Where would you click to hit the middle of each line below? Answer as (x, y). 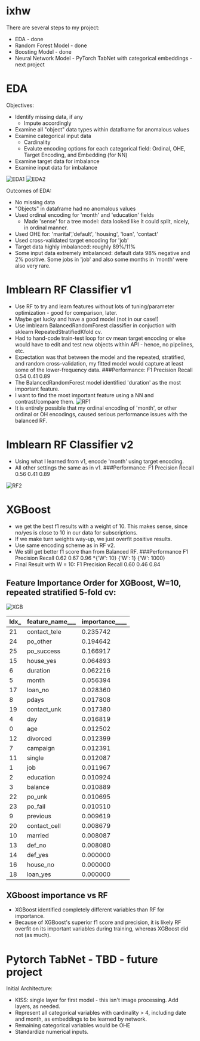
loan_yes (39, 874)
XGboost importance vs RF (57, 895)
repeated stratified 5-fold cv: (61, 592)
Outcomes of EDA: (29, 191)
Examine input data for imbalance (56, 167)
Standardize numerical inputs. (52, 1032)
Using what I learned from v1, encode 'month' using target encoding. (99, 461)
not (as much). (33, 935)
